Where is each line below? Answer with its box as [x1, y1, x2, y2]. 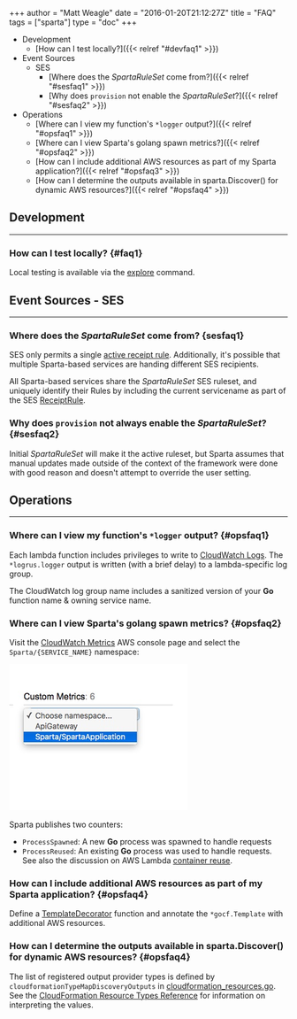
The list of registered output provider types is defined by [9, 971, 215, 982]
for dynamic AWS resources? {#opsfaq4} [9, 951, 191, 963]
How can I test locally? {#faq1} [9, 247, 143, 259]
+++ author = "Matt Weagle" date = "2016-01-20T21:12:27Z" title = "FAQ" [9, 8, 277, 18]
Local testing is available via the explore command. [9, 267, 195, 278]
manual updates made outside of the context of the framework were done [9, 458, 278, 468]
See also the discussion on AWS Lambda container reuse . [21, 854, 232, 866]
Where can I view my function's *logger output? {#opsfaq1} [9, 529, 270, 542]
